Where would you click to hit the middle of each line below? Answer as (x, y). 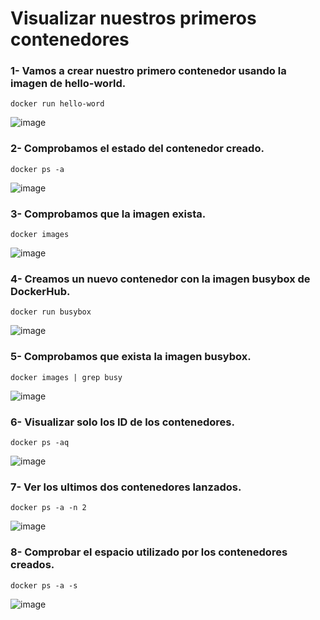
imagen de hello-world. (68, 84)
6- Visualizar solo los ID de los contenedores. (122, 422)
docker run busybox (51, 312)
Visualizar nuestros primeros (133, 18)
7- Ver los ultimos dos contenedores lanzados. (126, 487)
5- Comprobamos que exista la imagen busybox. (131, 357)
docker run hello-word (57, 104)
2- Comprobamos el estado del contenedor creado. (137, 149)
